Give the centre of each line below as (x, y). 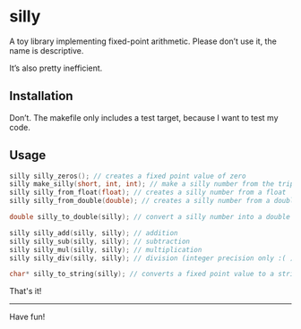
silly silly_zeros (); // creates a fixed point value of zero (128, 176)
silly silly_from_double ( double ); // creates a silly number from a (140, 201)
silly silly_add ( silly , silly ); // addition (94, 233)
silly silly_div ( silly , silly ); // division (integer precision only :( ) (152, 258)
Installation (41, 96)
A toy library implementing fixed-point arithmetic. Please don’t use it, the (143, 41)
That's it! (26, 291)
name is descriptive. (47, 50)
